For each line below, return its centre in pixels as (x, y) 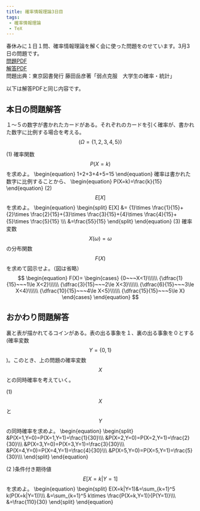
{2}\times (18, 214)
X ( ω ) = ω (100, 239)
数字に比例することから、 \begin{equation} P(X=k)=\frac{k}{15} (84, 181)
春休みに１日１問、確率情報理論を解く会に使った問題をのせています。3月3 (98, 46)
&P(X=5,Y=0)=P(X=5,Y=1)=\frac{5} (150, 450)
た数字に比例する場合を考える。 (45, 133)
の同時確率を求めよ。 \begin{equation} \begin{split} (70, 431)
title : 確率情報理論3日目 (35, 12)
